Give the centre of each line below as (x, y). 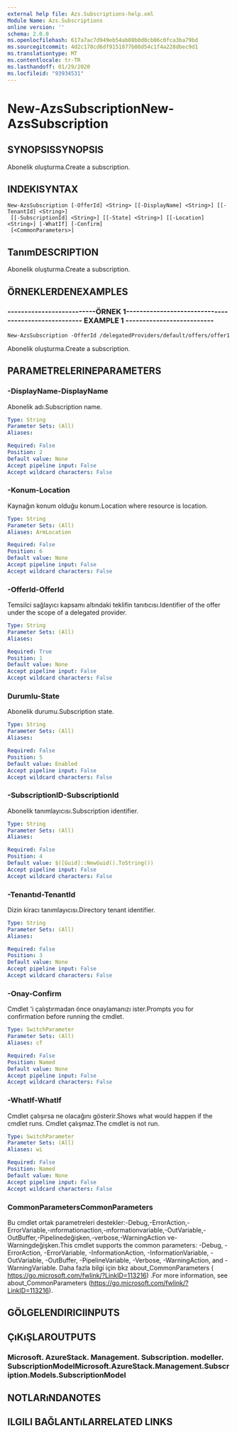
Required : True (30, 651)
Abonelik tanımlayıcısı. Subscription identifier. (73, 811)
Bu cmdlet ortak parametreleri (51, 1222)
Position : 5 (25, 757)
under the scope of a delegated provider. (67, 612)
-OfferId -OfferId (36, 589)
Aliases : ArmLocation (39, 532)
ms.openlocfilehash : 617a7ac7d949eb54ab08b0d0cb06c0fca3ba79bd (103, 40)
